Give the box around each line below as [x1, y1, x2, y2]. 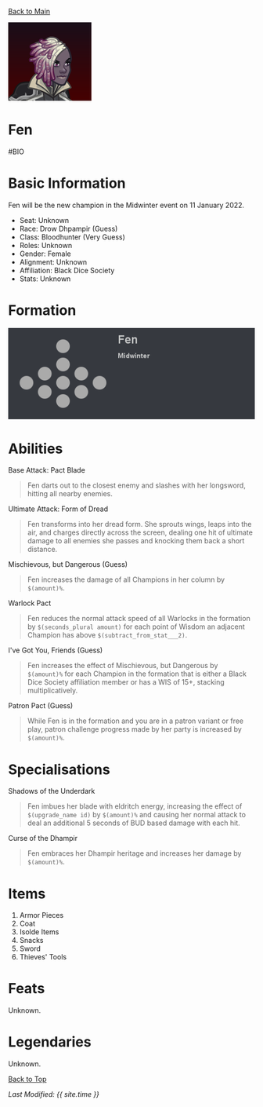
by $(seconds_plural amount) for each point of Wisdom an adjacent [27, 622, 245, 631]
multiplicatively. [27, 686, 78, 696]
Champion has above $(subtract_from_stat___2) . [27, 630, 188, 640]
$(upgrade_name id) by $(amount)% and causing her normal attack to [27, 810, 247, 820]
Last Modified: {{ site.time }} [8, 1090, 100, 1099]
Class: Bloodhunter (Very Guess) [19, 232, 125, 242]
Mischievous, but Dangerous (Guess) [8, 560, 128, 569]
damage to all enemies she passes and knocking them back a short [27, 536, 245, 546]
